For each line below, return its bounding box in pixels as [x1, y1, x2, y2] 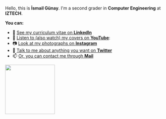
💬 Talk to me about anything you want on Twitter [12, 47, 112, 53]
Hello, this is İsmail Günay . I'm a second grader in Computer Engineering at [5, 5, 161, 11]
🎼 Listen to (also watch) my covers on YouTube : [12, 35, 111, 40]
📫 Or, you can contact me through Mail [12, 53, 94, 59]
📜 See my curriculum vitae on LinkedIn [12, 30, 92, 35]
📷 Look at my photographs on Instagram [12, 40, 98, 46]
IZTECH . [5, 10, 23, 16]
